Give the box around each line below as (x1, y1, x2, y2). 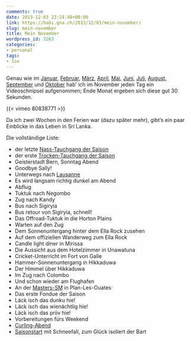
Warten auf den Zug (14, 221, 64, 228)
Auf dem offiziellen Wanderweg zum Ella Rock (14, 233, 128, 240)
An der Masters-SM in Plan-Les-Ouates (14, 284, 112, 291)
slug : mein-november (6, 25, 57, 31)
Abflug (14, 183, 31, 190)
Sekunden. (6, 93, 33, 101)
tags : (6, 53, 20, 59)
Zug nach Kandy (14, 196, 55, 203)
